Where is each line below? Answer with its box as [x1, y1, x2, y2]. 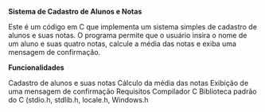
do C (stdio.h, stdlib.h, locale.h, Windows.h [8, 95, 149, 104]
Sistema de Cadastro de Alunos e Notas [8, 7, 142, 16]
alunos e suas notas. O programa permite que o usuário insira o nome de [8, 31, 247, 40]
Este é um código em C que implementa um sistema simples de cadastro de [8, 22, 257, 31]
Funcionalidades [8, 63, 65, 72]
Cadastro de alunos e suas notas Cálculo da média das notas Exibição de [8, 79, 249, 87]
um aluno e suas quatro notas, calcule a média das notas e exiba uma [8, 39, 237, 48]
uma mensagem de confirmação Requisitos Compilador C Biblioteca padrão [8, 87, 257, 96]
